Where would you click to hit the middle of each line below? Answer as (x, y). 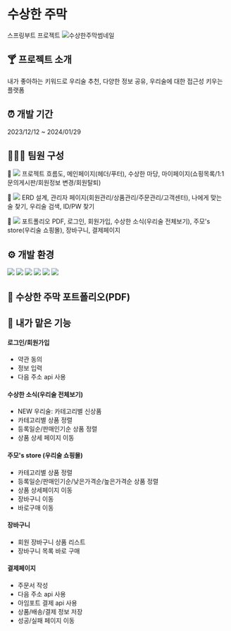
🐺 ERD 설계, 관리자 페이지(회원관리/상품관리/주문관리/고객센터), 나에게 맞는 (115, 197)
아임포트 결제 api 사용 (47, 603)
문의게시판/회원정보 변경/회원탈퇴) (54, 183)
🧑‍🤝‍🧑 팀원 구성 (36, 155)
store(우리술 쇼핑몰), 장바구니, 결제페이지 (64, 231)
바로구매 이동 (36, 508)
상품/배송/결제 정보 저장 (50, 611)
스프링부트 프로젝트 (34, 35)
